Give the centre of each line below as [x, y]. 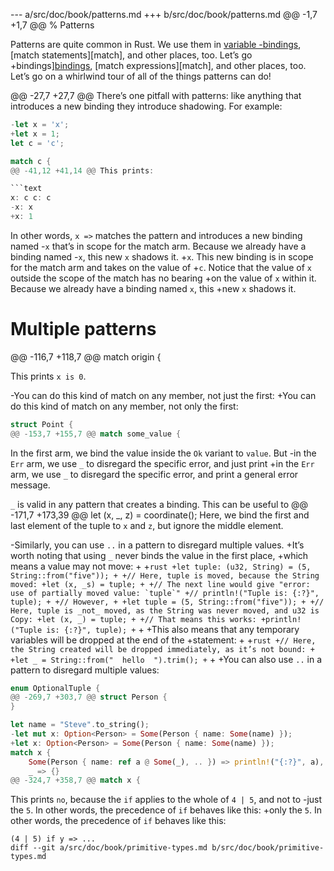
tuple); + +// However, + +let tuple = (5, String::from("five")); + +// [167, 602]
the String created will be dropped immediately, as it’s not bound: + [162, 649]
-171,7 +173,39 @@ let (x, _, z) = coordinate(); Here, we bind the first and [160, 515]
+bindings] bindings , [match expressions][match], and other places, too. [158, 65]
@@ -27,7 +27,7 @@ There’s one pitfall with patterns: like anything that [156, 95]
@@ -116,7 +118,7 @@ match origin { [86, 356]
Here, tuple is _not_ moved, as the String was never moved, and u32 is [165, 610]
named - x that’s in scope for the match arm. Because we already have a [158, 246]
